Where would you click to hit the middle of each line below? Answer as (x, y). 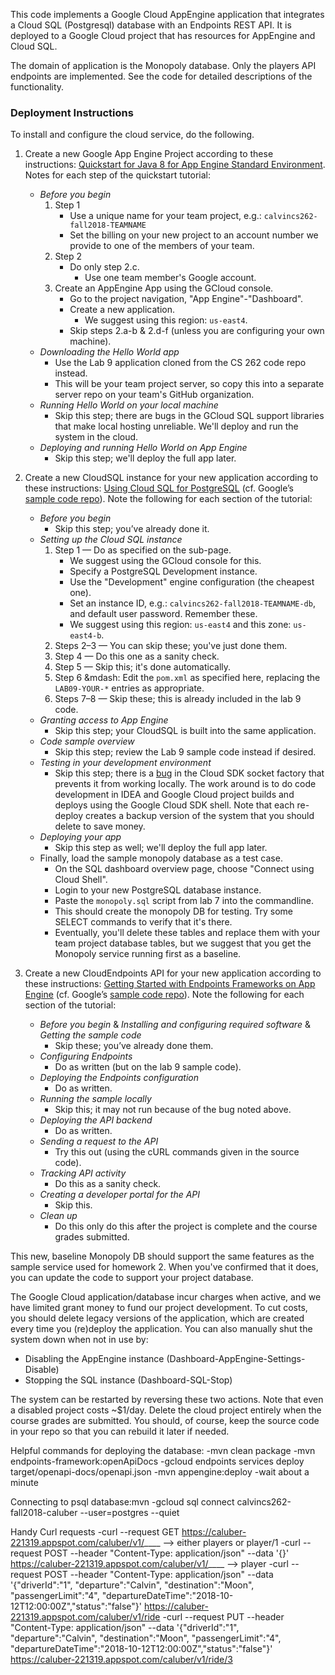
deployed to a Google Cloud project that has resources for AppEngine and (163, 35)
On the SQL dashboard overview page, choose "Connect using (184, 869)
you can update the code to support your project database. (132, 1278)
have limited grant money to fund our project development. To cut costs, (159, 1308)
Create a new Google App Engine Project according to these (149, 154)
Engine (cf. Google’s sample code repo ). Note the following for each (164, 995)
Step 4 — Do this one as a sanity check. (137, 656)
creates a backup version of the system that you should (200, 816)
